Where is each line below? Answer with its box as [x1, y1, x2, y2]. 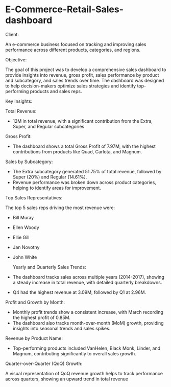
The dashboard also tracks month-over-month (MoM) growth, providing [12, 320, 164, 326]
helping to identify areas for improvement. [12, 185, 101, 191]
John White [12, 254, 37, 260]
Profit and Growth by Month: [5, 299, 65, 305]
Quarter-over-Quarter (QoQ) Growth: [5, 360, 83, 367]
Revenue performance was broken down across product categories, [12, 179, 157, 185]
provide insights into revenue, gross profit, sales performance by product [5, 72, 159, 78]
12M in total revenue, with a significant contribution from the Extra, [12, 118, 153, 124]
